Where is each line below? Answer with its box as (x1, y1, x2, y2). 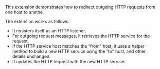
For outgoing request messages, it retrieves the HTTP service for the (12, 33, 150, 39)
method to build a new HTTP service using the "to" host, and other (12, 48, 146, 54)
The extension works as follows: (5, 19, 70, 24)
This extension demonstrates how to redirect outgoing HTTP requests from (5, 4, 156, 10)
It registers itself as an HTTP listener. (12, 28, 87, 33)
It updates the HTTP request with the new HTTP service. (12, 59, 125, 64)
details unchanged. (12, 54, 51, 59)
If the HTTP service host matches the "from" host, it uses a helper (12, 43, 145, 49)
